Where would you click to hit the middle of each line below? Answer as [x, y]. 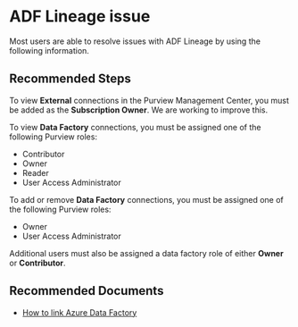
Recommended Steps [70, 79]
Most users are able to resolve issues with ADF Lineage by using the [135, 41]
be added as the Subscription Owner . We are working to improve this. [139, 110]
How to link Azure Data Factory [79, 312]
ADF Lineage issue [80, 17]
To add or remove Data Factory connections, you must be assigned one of [146, 199]
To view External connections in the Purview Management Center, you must [149, 100]
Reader [35, 172]
